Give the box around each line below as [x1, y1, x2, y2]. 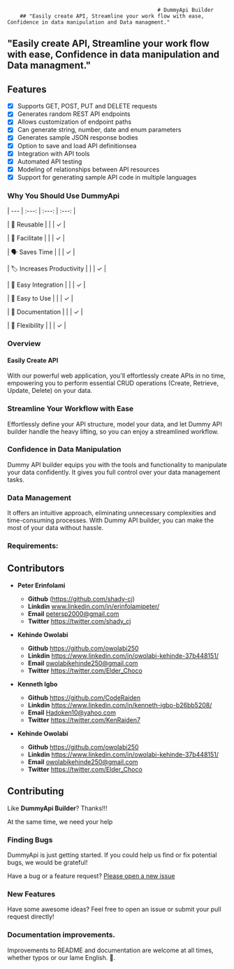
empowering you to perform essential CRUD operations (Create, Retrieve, [7, 379, 219, 387]
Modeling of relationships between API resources [17, 165, 160, 173]
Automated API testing [17, 157, 82, 166]
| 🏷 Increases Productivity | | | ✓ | [7, 264, 107, 273]
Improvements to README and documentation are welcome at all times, [7, 946, 214, 954]
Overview [7, 339, 41, 349]
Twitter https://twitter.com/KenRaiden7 [27, 715, 141, 724]
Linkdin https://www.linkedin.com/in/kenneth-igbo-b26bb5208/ [27, 701, 212, 709]
